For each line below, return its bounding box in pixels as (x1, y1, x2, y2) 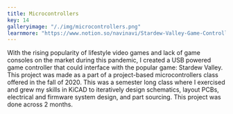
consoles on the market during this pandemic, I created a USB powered (7, 56, 212, 65)
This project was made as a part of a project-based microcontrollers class (7, 71, 218, 79)
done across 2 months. (7, 100, 74, 108)
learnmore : (7, 29, 39, 37)
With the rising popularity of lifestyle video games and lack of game (7, 49, 201, 57)
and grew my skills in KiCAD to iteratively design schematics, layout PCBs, (7, 85, 220, 94)
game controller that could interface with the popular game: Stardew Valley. (7, 63, 223, 72)
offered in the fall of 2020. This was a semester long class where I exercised (7, 78, 225, 87)
